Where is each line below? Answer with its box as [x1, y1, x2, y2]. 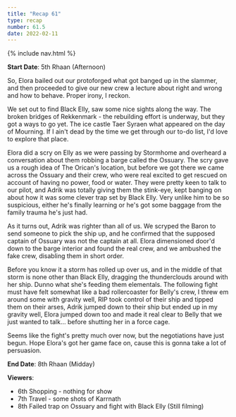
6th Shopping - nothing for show [17, 387, 113, 396]
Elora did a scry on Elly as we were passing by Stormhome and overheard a [7, 148, 227, 157]
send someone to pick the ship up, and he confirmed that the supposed [7, 229, 216, 238]
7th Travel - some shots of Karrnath [17, 394, 121, 403]
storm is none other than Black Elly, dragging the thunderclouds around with [7, 273, 228, 281]
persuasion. [7, 346, 42, 355]
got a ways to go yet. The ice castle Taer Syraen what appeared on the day [7, 120, 225, 129]
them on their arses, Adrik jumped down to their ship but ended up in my [7, 303, 218, 312]
